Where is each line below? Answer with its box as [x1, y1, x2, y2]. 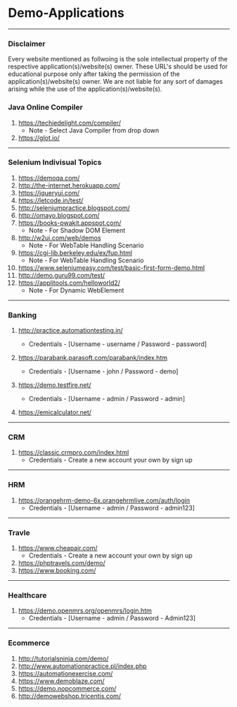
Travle [8, 527, 30, 537]
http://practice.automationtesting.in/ [18, 326, 124, 335]
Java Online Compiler [8, 102, 83, 112]
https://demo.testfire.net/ [18, 381, 91, 389]
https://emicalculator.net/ [18, 408, 92, 417]
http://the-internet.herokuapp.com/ [18, 181, 120, 190]
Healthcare [8, 590, 47, 600]
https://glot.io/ [18, 133, 60, 142]
